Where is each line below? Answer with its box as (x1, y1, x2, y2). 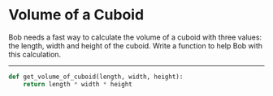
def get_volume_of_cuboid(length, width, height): (8, 73, 184, 81)
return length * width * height (23, 80, 132, 88)
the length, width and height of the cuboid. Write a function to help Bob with (8, 40, 262, 50)
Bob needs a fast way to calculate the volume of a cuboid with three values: (8, 32, 262, 42)
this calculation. (8, 49, 62, 59)
